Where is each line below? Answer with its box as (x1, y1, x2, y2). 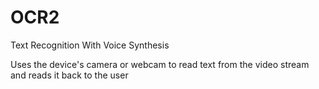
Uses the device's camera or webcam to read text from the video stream (10, 58, 310, 70)
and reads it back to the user (10, 69, 129, 81)
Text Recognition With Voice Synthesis (10, 39, 170, 51)
